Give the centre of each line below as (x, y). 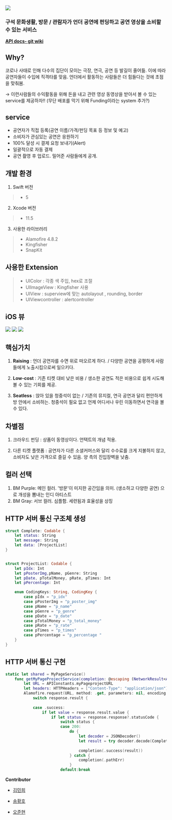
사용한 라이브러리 (30, 229)
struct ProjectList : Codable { (39, 563)
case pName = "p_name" (48, 606)
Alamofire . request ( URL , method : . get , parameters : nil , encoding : (96, 694)
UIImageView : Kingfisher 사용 (57, 287)
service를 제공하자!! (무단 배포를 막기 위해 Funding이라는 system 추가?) (78, 101)
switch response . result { (60, 698)
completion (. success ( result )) (111, 751)
